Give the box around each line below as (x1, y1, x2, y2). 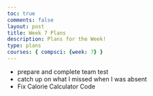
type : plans (7, 42, 41, 49)
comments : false (7, 17, 54, 23)
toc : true (7, 10, 36, 17)
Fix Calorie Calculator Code (17, 82, 96, 90)
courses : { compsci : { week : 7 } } (7, 49, 103, 56)
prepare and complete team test (17, 67, 109, 76)
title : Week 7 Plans (7, 29, 67, 37)
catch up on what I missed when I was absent (17, 75, 147, 83)
